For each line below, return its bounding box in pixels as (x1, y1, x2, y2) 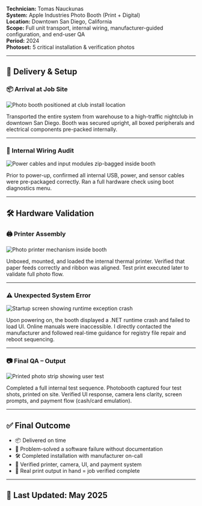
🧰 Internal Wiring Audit (6, 146, 74, 154)
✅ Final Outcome (6, 420, 71, 431)
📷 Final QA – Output (6, 356, 66, 365)
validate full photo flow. (6, 270, 64, 277)
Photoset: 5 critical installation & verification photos (6, 43, 135, 51)
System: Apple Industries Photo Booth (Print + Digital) (6, 11, 141, 19)
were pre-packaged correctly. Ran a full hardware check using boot (6, 178, 174, 185)
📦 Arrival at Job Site (6, 85, 68, 93)
